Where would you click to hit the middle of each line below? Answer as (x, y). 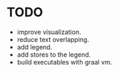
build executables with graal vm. (64, 62)
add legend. (35, 47)
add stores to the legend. (54, 55)
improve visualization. (49, 32)
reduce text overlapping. (53, 39)
